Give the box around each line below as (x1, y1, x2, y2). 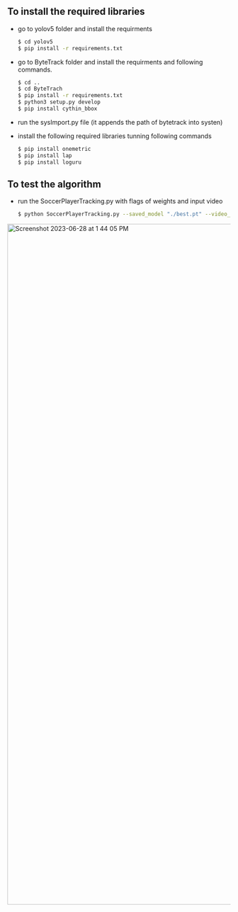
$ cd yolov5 (17, 38, 53, 45)
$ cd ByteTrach (17, 85, 63, 93)
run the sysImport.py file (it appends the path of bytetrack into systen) (17, 118, 223, 126)
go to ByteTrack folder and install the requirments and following (17, 57, 203, 66)
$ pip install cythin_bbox (17, 106, 98, 113)
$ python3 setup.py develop (17, 98, 101, 106)
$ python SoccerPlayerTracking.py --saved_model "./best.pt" (17, 210, 203, 218)
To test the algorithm (7, 178, 101, 190)
